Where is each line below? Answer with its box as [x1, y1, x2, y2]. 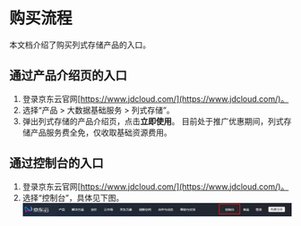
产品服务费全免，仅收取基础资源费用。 [30, 127, 172, 138]
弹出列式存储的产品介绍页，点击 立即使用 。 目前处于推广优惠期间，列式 [21, 115, 284, 126]
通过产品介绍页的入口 [9, 68, 127, 83]
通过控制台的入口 [9, 155, 104, 171]
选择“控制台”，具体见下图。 [21, 192, 125, 203]
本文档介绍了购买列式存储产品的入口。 [9, 39, 150, 50]
